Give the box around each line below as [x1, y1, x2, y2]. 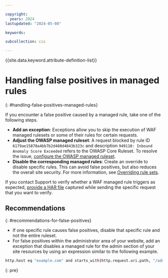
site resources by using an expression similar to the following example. [12, 248, 158, 254]
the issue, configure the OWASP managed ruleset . [12, 153, 116, 159]
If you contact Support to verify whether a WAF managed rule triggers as [5, 179, 155, 185]
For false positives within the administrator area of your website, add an [12, 237, 160, 243]
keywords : [5, 30, 26, 35]
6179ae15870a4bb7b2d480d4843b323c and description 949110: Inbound [12, 143, 152, 149]
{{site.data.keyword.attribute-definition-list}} [5, 57, 97, 63]
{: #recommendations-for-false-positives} [5, 217, 91, 223]
